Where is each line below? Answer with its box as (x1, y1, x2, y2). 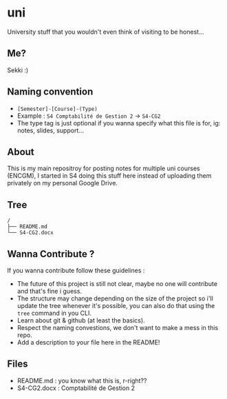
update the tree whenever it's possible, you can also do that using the (17, 302, 215, 309)
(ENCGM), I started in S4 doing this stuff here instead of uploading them (7, 172, 212, 180)
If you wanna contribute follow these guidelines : (7, 267, 145, 274)
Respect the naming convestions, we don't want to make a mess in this (17, 324, 219, 331)
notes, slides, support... (17, 126, 85, 134)
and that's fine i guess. (17, 287, 83, 295)
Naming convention (7, 86, 94, 98)
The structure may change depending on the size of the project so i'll (17, 294, 213, 303)
